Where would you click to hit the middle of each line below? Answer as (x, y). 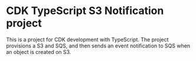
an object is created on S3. (39, 52)
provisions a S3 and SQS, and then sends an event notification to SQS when (98, 46)
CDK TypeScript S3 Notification (85, 11)
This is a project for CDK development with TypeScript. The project (87, 39)
